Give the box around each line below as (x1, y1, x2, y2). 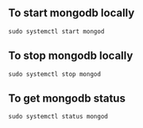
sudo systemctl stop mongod (8, 70, 102, 78)
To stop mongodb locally (8, 49, 133, 63)
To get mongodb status (8, 91, 126, 106)
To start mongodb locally (8, 6, 135, 20)
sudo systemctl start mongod (8, 27, 105, 35)
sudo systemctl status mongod (8, 113, 109, 121)
